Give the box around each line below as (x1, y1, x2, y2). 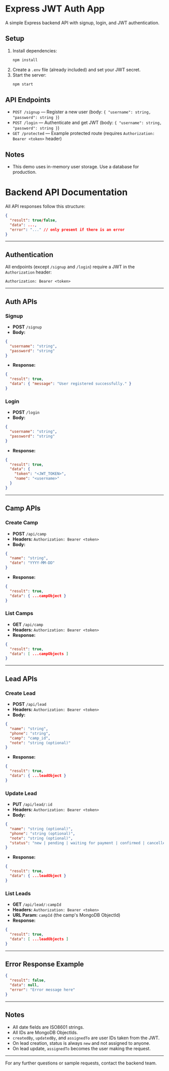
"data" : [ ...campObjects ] (10, 651, 69, 656)
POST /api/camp (12, 530, 47, 537)
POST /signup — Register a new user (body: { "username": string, (12, 109, 151, 115)
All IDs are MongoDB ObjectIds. (12, 1029, 78, 1035)
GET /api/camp (12, 621, 44, 627)
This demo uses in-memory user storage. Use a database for (12, 164, 139, 170)
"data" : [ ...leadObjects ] (10, 936, 69, 942)
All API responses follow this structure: (5, 204, 86, 210)
